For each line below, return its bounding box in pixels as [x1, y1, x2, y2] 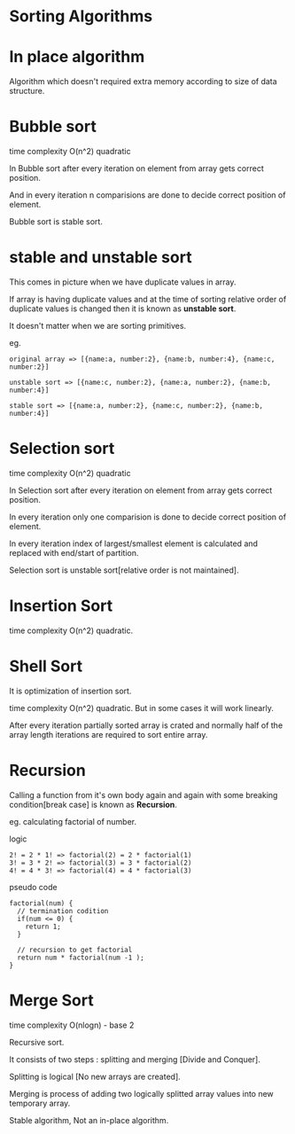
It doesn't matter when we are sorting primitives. [9, 321, 187, 331]
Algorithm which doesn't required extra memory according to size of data [9, 76, 277, 87]
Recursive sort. [9, 1036, 65, 1047]
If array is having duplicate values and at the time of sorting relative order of [9, 294, 287, 304]
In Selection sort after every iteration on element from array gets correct [9, 485, 273, 496]
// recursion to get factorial [17, 945, 133, 954]
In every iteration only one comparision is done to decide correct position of [9, 512, 286, 522]
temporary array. [9, 1098, 71, 1108]
